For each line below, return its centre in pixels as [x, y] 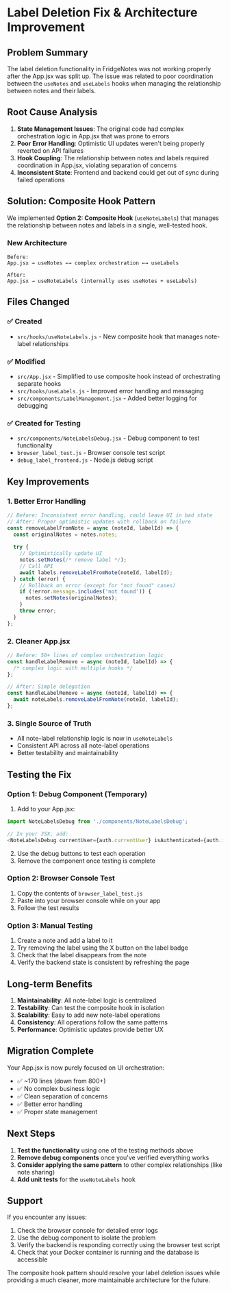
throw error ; [38, 611]
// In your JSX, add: [38, 834]
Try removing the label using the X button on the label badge [102, 948]
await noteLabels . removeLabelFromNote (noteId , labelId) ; [96, 700]
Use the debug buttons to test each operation [81, 853]
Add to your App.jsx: [46, 809]
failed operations [41, 180]
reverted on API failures [50, 150]
